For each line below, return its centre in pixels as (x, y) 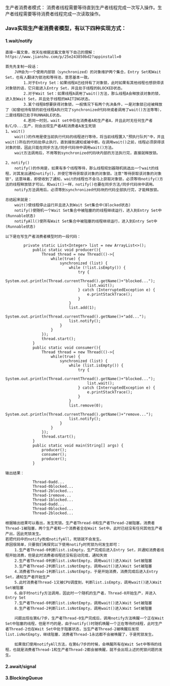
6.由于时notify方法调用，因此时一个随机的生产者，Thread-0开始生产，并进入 (86, 594)
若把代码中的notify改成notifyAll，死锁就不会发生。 (55, 539)
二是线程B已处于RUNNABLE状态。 (35, 115)
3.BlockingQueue (24, 678)
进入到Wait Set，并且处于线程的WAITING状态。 (49, 99)
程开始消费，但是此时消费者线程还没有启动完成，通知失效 (56, 555)
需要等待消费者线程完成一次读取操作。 (63, 14)
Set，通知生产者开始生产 (28, 577)
